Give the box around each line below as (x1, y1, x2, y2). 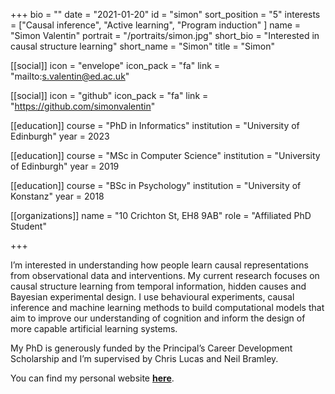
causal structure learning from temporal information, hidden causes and (10, 280, 307, 292)
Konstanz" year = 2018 (10, 190, 105, 202)
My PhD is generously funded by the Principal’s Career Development (10, 342, 293, 354)
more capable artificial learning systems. (10, 323, 178, 334)
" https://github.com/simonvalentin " (10, 100, 156, 112)
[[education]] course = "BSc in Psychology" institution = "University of (10, 180, 302, 191)
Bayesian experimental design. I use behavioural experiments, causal (10, 291, 295, 303)
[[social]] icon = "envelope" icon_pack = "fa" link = (10, 60, 221, 71)
